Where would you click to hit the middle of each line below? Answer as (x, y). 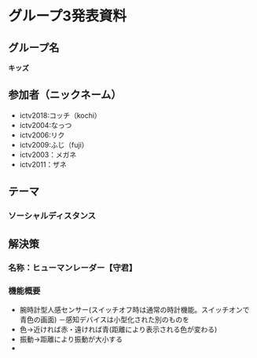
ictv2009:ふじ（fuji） (54, 144)
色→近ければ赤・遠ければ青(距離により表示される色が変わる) (118, 329)
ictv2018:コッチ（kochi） (61, 115)
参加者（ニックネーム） (65, 95)
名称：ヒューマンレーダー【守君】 (73, 268)
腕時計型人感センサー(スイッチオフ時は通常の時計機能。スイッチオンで (134, 309)
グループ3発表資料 (68, 16)
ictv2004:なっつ (46, 125)
